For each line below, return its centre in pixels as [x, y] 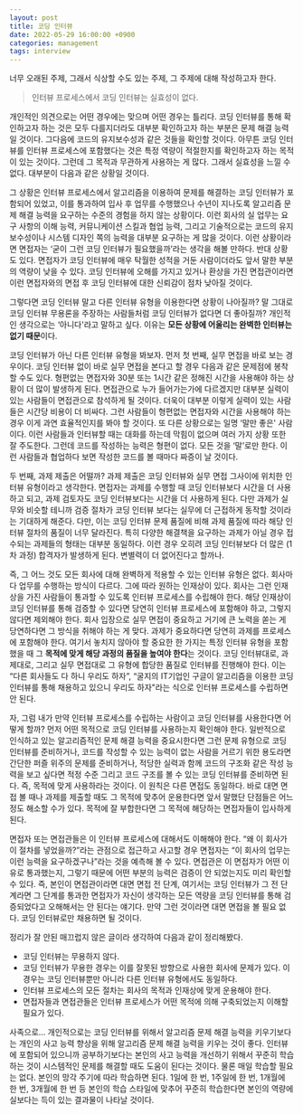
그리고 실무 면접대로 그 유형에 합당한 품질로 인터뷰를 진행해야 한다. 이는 [161, 665]
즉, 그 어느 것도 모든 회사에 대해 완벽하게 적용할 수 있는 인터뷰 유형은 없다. [139, 574]
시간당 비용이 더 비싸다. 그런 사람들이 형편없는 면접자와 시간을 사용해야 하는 [159, 411]
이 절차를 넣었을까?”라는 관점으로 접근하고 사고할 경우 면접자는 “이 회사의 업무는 [150, 850]
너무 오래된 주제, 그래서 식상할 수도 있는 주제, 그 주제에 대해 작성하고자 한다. [143, 79]
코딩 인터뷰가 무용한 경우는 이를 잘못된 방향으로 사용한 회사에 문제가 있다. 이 [156, 968]
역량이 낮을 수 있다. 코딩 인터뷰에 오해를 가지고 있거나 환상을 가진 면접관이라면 [156, 271]
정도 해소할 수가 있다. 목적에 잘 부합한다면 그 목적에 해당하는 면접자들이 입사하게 [151, 808]
